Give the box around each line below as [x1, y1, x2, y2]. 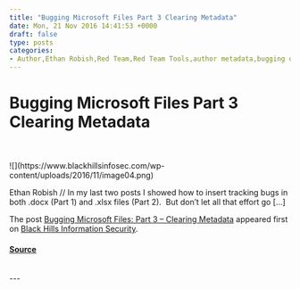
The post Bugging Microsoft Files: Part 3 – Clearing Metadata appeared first [9, 213, 288, 224]
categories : [9, 46, 54, 55]
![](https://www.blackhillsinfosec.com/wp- [9, 160, 165, 170]
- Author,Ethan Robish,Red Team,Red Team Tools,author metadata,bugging [9, 54, 286, 63]
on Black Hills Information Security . [9, 223, 138, 234]
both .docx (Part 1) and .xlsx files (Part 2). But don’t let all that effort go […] [9, 196, 286, 207]
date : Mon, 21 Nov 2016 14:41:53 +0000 [9, 21, 158, 30]
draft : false [9, 29, 58, 38]
